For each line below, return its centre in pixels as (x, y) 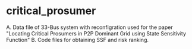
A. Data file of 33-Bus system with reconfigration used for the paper (90, 27)
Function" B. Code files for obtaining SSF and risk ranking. (77, 40)
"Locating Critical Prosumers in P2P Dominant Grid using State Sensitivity (96, 33)
